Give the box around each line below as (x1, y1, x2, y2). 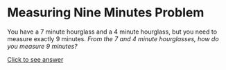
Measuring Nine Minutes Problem (7, 5, 205, 21)
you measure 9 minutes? (7, 42, 78, 50)
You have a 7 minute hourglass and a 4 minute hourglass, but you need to (7, 27, 217, 36)
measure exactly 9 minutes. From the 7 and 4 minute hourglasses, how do (7, 34, 220, 43)
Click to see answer (7, 55, 64, 63)
